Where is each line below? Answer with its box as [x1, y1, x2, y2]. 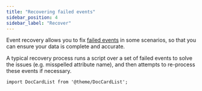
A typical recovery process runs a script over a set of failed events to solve [6, 55, 193, 62]
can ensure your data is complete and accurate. [6, 43, 125, 50]
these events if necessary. [6, 67, 72, 75]
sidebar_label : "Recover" [6, 20, 71, 26]
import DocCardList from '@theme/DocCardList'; [6, 79, 128, 85]
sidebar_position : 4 [6, 14, 58, 20]
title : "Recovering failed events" [6, 8, 96, 15]
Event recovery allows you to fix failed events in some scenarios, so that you [6, 37, 197, 44]
